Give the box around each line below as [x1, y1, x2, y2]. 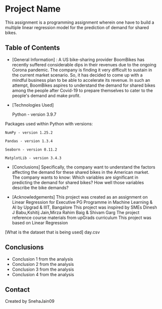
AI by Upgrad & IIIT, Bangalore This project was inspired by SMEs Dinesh [12, 204, 157, 210]
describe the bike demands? [12, 185, 69, 190]
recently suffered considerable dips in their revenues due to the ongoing [12, 62, 156, 67]
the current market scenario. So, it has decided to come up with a [12, 72, 143, 78]
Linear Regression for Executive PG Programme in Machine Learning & [12, 199, 153, 205]
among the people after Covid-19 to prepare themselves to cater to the [12, 87, 153, 93]
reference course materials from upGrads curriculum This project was [12, 215, 151, 220]
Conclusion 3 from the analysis [12, 266, 74, 272]
